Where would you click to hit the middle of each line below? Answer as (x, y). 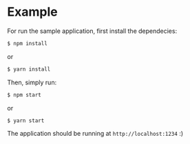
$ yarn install (29, 69)
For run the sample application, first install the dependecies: (92, 31)
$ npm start (24, 95)
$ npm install (28, 43)
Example (32, 12)
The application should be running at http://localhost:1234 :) (95, 134)
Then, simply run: (32, 82)
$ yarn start (26, 121)
